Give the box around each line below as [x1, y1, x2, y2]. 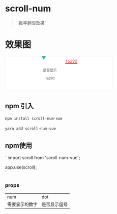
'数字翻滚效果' [17, 20, 46, 26]
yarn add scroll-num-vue [5, 127, 56, 131]
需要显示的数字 [7, 201, 38, 208]
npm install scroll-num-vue [5, 116, 63, 121]
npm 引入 [5, 102, 34, 110]
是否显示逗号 [41, 201, 68, 208]
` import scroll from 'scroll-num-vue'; [5, 155, 80, 161]
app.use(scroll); [5, 164, 37, 171]
